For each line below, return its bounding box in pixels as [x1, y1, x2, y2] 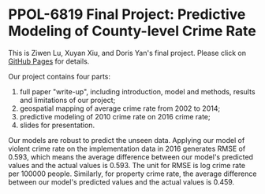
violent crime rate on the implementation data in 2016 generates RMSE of [8, 144, 246, 153]
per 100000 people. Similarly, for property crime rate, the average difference [8, 169, 257, 178]
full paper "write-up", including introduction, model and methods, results [19, 86, 256, 96]
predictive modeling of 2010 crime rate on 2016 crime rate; [19, 112, 211, 121]
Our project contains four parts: [8, 71, 111, 81]
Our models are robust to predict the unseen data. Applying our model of [8, 135, 245, 145]
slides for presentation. [19, 120, 95, 130]
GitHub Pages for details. [8, 57, 90, 66]
